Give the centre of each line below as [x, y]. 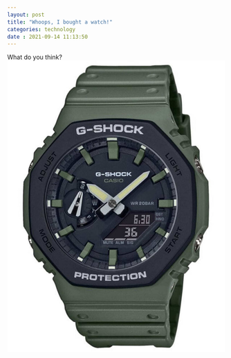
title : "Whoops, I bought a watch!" [60, 22]
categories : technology [41, 29]
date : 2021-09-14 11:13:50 [48, 37]
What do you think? [35, 57]
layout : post [26, 15]
